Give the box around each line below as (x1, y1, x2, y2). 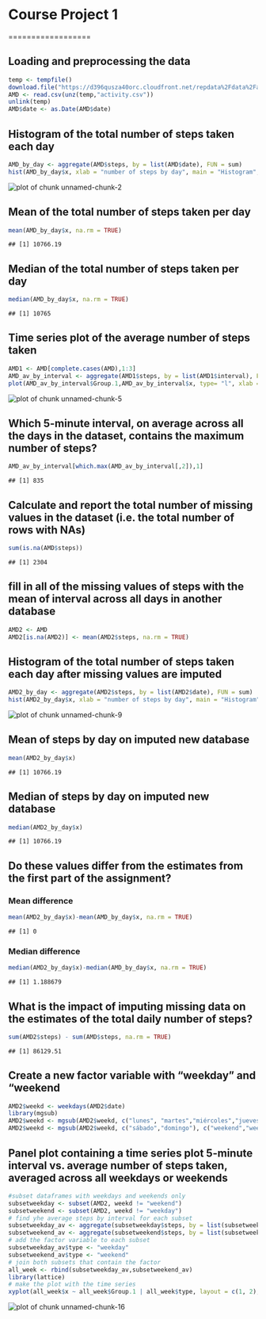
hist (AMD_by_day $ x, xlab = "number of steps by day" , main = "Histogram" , (8, 168, 260, 176)
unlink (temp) (8, 97, 51, 106)
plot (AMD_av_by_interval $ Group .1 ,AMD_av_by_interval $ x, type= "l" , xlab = (8, 379, 260, 388)
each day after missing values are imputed (8, 667, 222, 681)
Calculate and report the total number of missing (8, 498, 253, 512)
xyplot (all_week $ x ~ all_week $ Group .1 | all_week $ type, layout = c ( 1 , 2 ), (8, 1288, 260, 1296)
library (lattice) (8, 1273, 66, 1281)
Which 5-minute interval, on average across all (8, 416, 244, 430)
